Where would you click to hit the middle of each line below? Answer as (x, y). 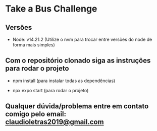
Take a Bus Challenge (51, 9)
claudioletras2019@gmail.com (55, 122)
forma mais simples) (34, 45)
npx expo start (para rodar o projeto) (50, 90)
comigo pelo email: (36, 114)
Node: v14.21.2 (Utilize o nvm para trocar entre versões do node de (82, 39)
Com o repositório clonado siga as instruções (78, 61)
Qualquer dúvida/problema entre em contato (77, 106)
